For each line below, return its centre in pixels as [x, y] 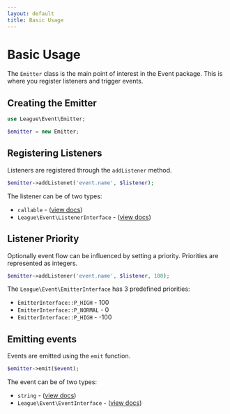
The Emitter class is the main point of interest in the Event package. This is [115, 74]
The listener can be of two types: [55, 196]
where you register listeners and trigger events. [75, 81]
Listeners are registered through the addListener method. [90, 170]
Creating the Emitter [52, 103]
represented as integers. [43, 263]
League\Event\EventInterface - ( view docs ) [79, 403]
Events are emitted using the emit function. [69, 356]
